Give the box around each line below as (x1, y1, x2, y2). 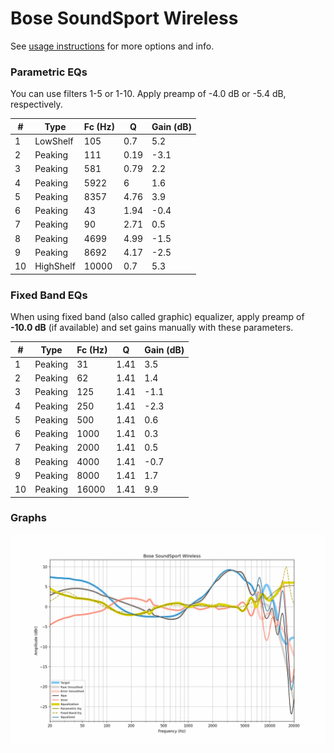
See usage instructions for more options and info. (10, 40, 215, 52)
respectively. (10, 98, 63, 111)
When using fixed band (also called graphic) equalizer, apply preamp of (10, 311, 305, 323)
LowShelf (34, 135, 74, 147)
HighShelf (34, 260, 76, 272)
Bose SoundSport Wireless (10, 7, 239, 30)
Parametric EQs (10, 65, 88, 79)
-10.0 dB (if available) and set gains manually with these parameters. (10, 322, 294, 334)
